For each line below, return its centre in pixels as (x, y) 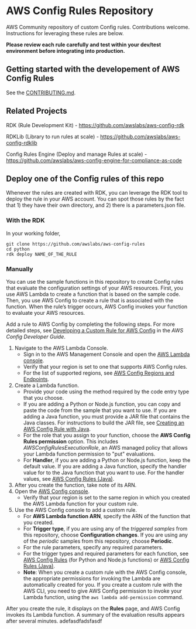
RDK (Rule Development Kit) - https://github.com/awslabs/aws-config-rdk (95, 125)
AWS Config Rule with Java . (57, 429)
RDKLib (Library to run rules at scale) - (53, 137)
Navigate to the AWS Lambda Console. (61, 348)
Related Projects (37, 111)
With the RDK (25, 220)
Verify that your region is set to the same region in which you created (106, 497)
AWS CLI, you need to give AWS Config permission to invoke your (103, 591)
